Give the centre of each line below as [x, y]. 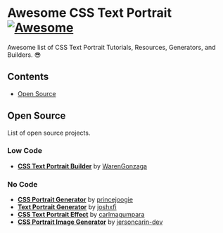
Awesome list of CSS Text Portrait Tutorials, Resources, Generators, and [111, 47]
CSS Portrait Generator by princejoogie [75, 200]
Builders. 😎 [24, 55]
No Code [23, 184]
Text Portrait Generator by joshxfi [67, 207]
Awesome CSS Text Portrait [90, 13]
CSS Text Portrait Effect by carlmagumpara [81, 215]
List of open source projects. [49, 133]
